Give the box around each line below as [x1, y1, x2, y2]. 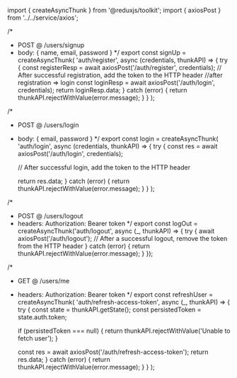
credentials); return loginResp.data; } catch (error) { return [17, 86, 187, 94]
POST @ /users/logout [17, 212, 83, 220]
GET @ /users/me [17, 277, 70, 285]
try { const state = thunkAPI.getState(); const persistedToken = [17, 305, 202, 314]
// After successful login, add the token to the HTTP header [17, 163, 191, 172]
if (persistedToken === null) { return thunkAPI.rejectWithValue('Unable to [17, 326, 231, 335]
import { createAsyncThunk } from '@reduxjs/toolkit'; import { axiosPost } [7, 6, 221, 14]
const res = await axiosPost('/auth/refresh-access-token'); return [17, 348, 209, 356]
